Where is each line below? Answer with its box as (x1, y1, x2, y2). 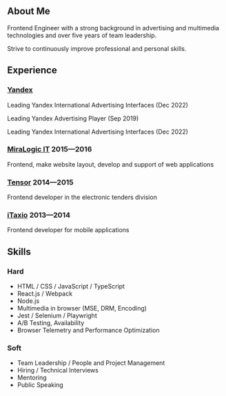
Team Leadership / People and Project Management (17, 359, 165, 367)
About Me (7, 6, 50, 17)
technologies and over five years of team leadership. (7, 31, 157, 39)
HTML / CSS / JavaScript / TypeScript (17, 282, 125, 291)
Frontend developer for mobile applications (7, 226, 130, 234)
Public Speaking (17, 381, 63, 389)
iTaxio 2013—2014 (7, 210, 71, 220)
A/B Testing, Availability (17, 319, 85, 327)
